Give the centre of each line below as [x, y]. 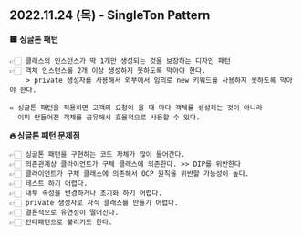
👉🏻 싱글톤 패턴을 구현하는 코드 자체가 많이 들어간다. [97, 154]
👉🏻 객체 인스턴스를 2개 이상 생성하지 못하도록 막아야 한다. [108, 70]
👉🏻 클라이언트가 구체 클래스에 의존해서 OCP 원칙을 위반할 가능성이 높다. [129, 174]
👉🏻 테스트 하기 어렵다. [49, 183]
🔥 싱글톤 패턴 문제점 [45, 135]
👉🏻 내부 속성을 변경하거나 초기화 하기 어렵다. [86, 193]
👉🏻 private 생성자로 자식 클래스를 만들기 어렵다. [94, 202]
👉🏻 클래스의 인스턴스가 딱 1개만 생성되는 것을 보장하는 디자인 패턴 [120, 61]
